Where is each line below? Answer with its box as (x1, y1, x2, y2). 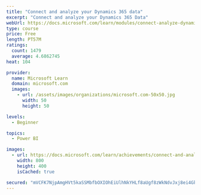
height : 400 (17, 163, 47, 169)
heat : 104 (6, 59, 31, 65)
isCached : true (17, 169, 55, 175)
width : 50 (22, 97, 47, 103)
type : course (6, 25, 39, 32)
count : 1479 (11, 48, 42, 54)
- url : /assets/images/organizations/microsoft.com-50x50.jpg (17, 92, 175, 98)
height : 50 (22, 103, 50, 109)
